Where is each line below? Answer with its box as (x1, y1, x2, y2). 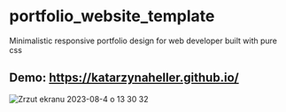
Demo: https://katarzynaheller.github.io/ (9, 71, 239, 86)
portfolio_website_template (9, 6, 215, 26)
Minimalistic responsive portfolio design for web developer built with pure (9, 35, 277, 46)
